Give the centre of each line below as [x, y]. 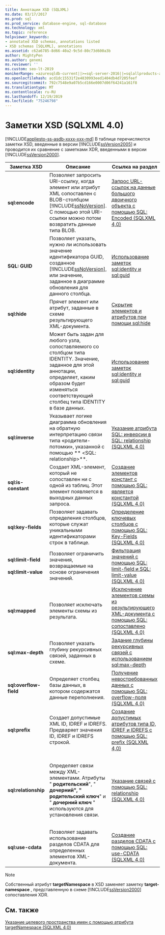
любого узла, [65, 341]
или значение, [66, 275]
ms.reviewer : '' [22, 64]
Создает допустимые [75, 718]
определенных [67, 850]
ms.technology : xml [25, 28]
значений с [125, 557]
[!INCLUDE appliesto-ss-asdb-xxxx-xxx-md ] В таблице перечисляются [78, 139]
